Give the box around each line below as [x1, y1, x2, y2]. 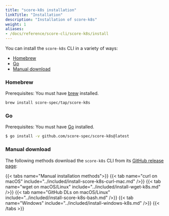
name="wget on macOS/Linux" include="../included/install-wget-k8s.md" [5, 183, 161, 189]
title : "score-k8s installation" [5, 7, 77, 13]
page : [5, 163, 18, 169]
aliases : [5, 27, 24, 32]
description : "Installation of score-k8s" [5, 17, 97, 22]
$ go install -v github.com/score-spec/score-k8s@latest [5, 134, 130, 139]
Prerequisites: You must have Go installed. [5, 124, 95, 130]
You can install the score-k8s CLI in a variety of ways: [5, 45, 118, 51]
